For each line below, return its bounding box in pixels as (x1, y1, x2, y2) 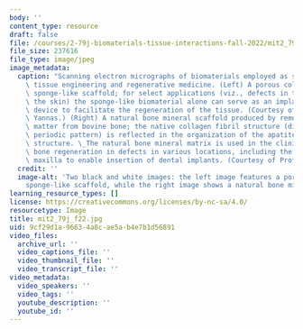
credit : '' (17, 164, 59, 173)
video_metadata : (9, 273, 70, 282)
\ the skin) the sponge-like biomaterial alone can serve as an (25, 96, 272, 106)
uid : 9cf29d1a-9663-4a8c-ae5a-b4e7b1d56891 (9, 223, 176, 232)
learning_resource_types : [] (9, 189, 119, 198)
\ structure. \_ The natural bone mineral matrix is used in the (25, 139, 272, 148)
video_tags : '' (17, 289, 75, 298)
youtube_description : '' (17, 298, 111, 307)
